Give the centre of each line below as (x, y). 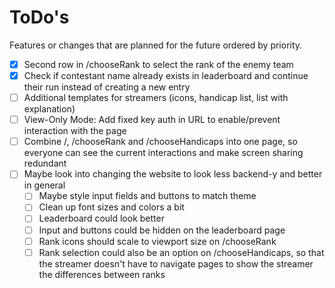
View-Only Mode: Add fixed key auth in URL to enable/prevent (152, 120)
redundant (45, 163)
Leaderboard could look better (101, 218)
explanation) (49, 109)
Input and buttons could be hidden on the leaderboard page (162, 230)
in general (44, 185)
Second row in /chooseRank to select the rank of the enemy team (158, 64)
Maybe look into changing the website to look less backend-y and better (173, 174)
